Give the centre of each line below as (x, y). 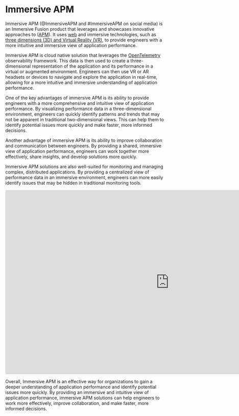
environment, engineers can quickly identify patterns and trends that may (82, 114)
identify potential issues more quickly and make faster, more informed (79, 125)
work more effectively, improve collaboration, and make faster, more (77, 403)
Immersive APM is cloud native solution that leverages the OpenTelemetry (83, 55)
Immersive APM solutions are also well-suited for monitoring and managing (84, 166)
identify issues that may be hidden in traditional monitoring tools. (74, 183)
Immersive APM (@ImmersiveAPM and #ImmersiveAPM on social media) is (84, 24)
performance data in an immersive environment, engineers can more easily (84, 177)
